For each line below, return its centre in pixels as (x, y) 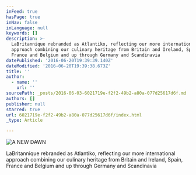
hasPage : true (23, 17)
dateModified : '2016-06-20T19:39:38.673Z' (58, 66)
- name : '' (24, 83)
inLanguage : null (27, 28)
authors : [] (20, 98)
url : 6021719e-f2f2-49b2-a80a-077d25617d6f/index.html (74, 115)
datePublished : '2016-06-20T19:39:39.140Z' (60, 60)
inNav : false (22, 22)
